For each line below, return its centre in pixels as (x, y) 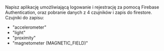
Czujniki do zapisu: (25, 18)
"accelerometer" (29, 27)
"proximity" (24, 38)
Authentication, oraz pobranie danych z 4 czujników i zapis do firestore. (79, 12)
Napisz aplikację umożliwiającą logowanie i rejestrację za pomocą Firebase (82, 7)
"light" (19, 32)
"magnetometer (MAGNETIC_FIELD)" (50, 43)
